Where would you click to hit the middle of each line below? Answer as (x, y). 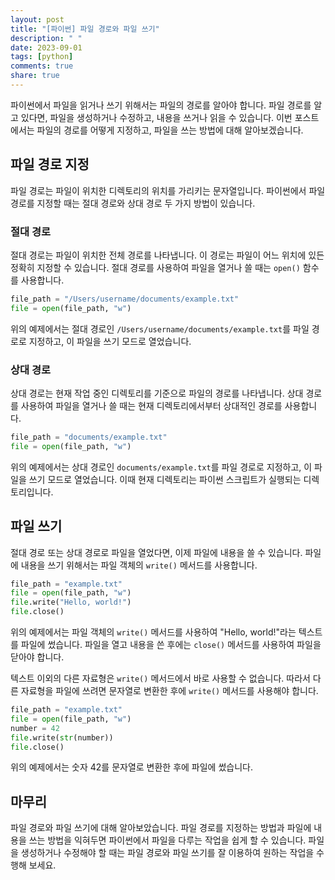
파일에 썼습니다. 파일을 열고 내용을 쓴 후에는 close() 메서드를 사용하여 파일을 (171, 645)
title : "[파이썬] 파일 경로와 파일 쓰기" (85, 29)
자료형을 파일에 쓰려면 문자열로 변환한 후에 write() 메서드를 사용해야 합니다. (169, 691)
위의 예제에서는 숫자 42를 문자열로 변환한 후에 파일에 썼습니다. (131, 767)
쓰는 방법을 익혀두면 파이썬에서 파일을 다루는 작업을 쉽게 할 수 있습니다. (167, 840)
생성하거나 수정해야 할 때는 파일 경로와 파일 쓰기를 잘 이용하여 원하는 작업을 (167, 853)
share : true (35, 76)
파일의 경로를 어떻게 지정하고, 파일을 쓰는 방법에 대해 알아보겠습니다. (170, 130)
